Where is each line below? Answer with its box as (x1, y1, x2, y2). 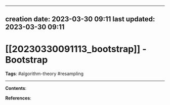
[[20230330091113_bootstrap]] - (5, 43, 147, 55)
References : (5, 95, 31, 101)
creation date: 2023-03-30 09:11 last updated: (5, 15, 155, 23)
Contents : (5, 85, 27, 91)
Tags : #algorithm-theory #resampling (5, 71, 84, 77)
